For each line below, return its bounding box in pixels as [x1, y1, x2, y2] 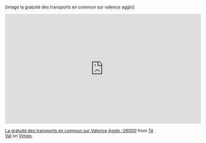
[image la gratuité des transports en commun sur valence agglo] [5, 4, 135, 10]
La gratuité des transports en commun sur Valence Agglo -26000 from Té [5, 128, 154, 133]
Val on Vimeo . [5, 133, 33, 139]
